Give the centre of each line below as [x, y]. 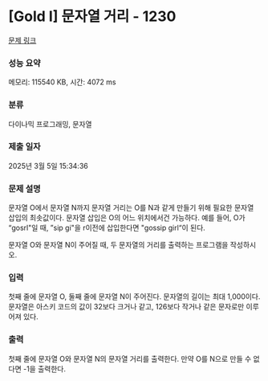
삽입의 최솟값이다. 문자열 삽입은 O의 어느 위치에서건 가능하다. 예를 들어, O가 [127, 218]
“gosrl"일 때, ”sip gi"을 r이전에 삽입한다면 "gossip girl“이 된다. [107, 228]
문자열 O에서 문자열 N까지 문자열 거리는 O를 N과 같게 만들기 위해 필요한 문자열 [131, 208]
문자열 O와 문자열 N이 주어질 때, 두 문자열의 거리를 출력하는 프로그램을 [118, 245]
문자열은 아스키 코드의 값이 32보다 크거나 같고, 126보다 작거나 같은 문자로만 [126, 307]
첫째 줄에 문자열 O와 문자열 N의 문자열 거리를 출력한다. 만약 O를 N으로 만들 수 [130, 358]
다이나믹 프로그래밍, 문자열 [50, 124]
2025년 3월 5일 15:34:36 [48, 166]
